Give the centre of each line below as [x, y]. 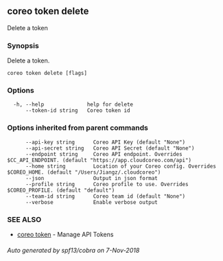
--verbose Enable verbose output [91, 202]
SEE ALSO [24, 219]
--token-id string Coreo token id [78, 111]
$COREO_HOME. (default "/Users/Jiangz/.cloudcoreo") [84, 172]
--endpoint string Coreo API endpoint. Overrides [104, 154]
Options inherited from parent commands [78, 128]
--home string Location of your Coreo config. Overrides [120, 166]
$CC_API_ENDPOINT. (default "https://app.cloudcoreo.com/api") [99, 160]
